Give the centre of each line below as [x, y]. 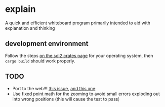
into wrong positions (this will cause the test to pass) [66, 99]
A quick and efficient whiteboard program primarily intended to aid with [78, 23]
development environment [47, 44]
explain [21, 9]
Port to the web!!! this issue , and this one [54, 88]
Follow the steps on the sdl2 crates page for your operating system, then [79, 55]
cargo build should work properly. [40, 61]
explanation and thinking [30, 28]
